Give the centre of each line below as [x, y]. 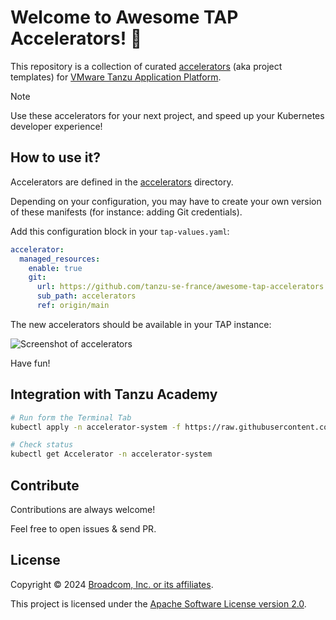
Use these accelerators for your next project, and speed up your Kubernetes [167, 115]
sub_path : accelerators [86, 296]
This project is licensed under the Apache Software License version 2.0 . [158, 603]
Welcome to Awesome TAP [124, 17]
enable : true [55, 268]
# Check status [42, 445]
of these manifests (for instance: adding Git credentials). [126, 212]
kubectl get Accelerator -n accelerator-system [111, 454]
